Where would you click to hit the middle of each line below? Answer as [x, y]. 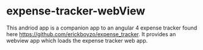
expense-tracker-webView [76, 11]
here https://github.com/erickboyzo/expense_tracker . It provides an [91, 34]
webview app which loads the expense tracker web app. [77, 40]
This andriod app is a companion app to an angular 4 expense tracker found [102, 28]
